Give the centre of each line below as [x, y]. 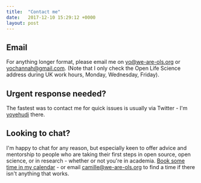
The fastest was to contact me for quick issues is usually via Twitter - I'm [97, 108]
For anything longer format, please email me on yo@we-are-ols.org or [93, 62]
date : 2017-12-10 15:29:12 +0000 [51, 17]
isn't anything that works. [38, 173]
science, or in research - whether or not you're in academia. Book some [96, 161]
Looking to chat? [38, 133]
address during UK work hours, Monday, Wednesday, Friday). [83, 75]
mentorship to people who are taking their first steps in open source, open [99, 154]
